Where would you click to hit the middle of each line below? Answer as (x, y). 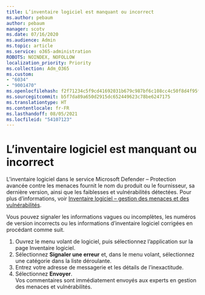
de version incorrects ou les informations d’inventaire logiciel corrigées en (100, 223)
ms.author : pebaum (30, 18)
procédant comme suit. (36, 230)
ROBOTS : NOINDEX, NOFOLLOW (41, 57)
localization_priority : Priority (49, 63)
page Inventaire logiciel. (45, 248)
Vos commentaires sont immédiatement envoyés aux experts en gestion (106, 280)
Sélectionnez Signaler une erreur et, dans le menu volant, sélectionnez (105, 255)
